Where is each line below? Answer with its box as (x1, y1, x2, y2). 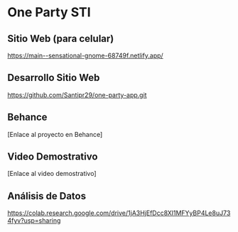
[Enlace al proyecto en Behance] (7, 130, 103, 138)
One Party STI (7, 4, 91, 21)
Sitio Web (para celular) (7, 33, 114, 45)
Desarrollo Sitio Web (7, 72, 100, 84)
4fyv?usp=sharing (7, 216, 61, 225)
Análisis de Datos (7, 189, 87, 202)
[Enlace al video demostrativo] (7, 170, 97, 178)
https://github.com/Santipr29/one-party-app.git (7, 90, 147, 99)
